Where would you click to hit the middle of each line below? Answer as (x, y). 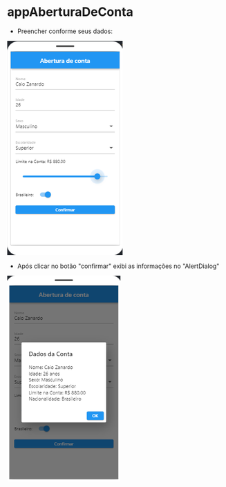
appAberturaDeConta (70, 12)
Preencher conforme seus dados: (65, 31)
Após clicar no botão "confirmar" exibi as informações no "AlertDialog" (118, 266)
